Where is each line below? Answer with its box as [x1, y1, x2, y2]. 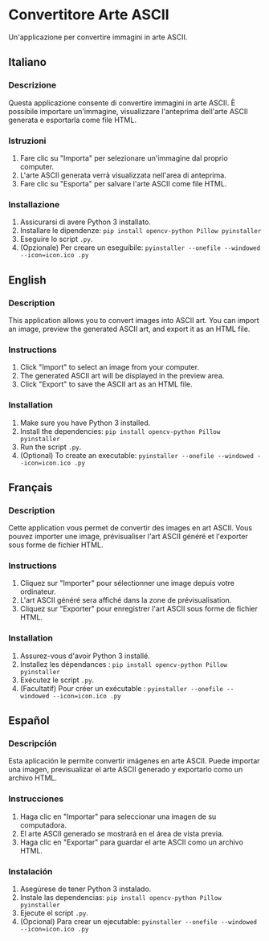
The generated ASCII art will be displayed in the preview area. [19, 371, 225, 381]
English [8, 273, 47, 287]
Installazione [8, 198, 60, 210]
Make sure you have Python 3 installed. [19, 418, 151, 428]
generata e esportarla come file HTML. [8, 115, 137, 125]
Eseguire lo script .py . [19, 235, 93, 244]
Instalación [8, 865, 53, 877]
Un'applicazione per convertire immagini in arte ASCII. [8, 32, 188, 42]
